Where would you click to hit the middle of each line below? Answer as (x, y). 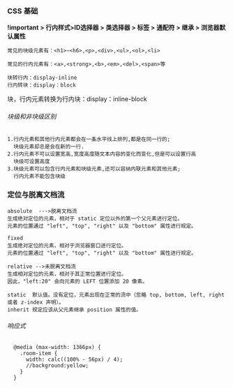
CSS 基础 (23, 10)
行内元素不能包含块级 (40, 176)
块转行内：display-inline (42, 78)
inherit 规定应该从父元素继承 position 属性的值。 (74, 309)
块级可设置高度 (32, 161)
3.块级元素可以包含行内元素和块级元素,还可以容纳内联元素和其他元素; (94, 169)
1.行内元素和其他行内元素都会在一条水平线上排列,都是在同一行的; (89, 139)
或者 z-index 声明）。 (36, 302)
